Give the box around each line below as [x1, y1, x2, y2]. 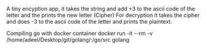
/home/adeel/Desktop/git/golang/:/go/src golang [6, 36, 130, 43]
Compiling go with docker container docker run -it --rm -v [6, 30, 153, 37]
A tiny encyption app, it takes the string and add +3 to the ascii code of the [6, 5, 195, 12]
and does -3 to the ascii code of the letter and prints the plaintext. [6, 18, 173, 25]
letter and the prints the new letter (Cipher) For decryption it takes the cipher [6, 11, 200, 19]
